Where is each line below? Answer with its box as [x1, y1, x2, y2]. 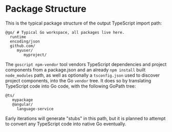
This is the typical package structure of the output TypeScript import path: [5, 20, 162, 26]
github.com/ [10, 43, 36, 49]
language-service [16, 106, 54, 112]
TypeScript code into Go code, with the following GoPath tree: [5, 83, 136, 89]
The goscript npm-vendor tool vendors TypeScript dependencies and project [5, 61, 167, 67]
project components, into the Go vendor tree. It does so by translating [5, 77, 152, 83]
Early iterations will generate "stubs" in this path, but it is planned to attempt [5, 115, 166, 121]
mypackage [12, 97, 33, 102]
